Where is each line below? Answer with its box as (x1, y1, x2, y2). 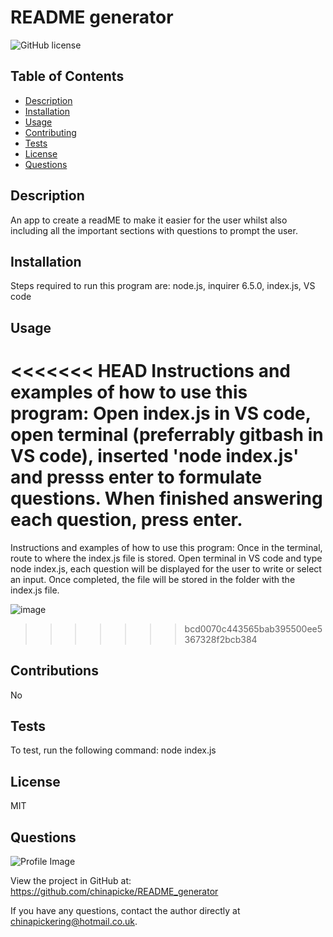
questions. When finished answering (10, 487, 323, 510)
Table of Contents (10, 68, 125, 85)
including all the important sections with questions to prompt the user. (10, 224, 298, 236)
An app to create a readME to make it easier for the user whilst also (10, 214, 288, 226)
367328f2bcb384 (184, 633, 258, 645)
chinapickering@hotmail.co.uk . (10, 915, 138, 927)
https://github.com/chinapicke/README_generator (10, 885, 219, 897)
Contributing (24, 126, 77, 138)
